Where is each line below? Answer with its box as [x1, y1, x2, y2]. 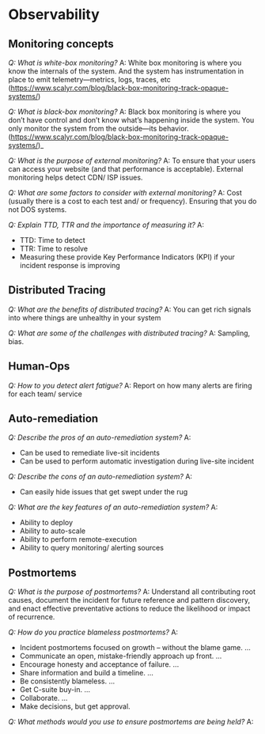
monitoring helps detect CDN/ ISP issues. [8, 172, 143, 182]
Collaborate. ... [19, 694, 68, 703]
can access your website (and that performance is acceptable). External [8, 165, 244, 173]
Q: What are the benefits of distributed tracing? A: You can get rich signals [8, 305, 252, 314]
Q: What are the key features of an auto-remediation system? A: [8, 502, 218, 512]
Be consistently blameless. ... [19, 676, 115, 686]
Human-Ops [8, 360, 70, 373]
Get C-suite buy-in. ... [19, 685, 91, 694]
